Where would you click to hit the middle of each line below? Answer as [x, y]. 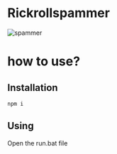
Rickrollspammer [58, 13]
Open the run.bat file [38, 143]
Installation [33, 88]
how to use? [44, 61]
